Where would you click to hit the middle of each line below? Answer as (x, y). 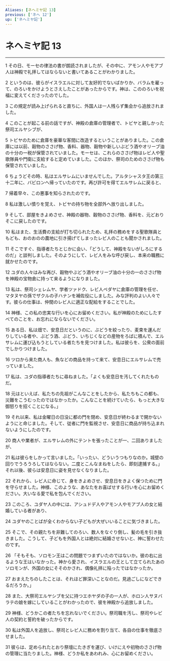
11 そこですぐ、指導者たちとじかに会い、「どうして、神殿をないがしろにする (84, 249)
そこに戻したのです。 (27, 221)
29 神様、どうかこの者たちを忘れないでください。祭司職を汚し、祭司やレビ (84, 613)
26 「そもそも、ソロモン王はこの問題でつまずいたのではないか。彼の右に (82, 556)
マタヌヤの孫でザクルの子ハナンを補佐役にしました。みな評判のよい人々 (80, 296)
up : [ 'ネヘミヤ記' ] (24, 19)
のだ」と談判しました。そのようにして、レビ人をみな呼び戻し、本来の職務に (85, 255)
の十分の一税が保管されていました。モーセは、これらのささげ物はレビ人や (83, 153)
